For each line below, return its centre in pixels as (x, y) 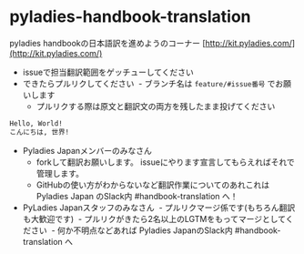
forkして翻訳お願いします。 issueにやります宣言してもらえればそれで (166, 162)
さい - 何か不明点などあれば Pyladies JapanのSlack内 (132, 230)
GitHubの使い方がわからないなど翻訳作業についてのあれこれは (153, 185)
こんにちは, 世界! (40, 132)
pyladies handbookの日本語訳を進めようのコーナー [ (108, 43)
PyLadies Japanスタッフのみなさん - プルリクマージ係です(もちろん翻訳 (159, 208)
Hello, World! (36, 123)
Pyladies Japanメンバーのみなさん (87, 150)
